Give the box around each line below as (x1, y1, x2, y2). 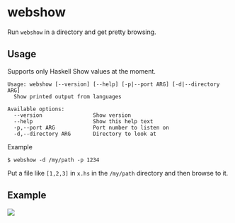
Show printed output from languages (13, 93, 122, 100)
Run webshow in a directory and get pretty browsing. (7, 28, 157, 36)
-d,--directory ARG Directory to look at (13, 130, 157, 137)
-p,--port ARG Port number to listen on (13, 124, 170, 131)
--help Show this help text (13, 118, 154, 125)
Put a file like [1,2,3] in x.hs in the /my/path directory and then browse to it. (7, 168, 229, 177)
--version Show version (13, 111, 132, 119)
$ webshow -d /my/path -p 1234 (7, 156, 100, 164)
